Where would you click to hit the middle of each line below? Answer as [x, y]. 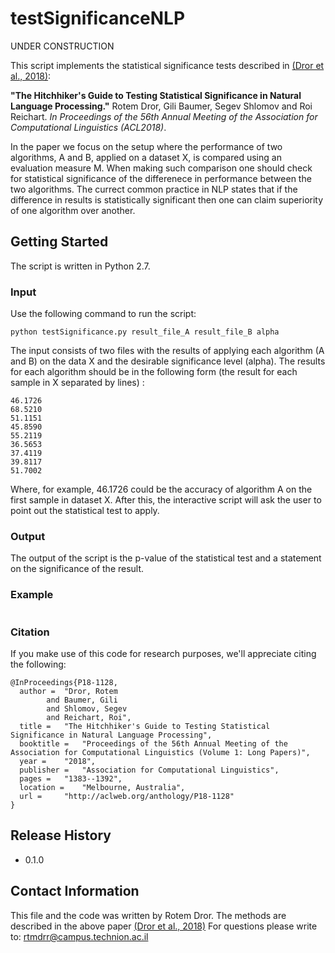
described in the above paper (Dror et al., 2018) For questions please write [164, 926]
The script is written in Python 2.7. [80, 266]
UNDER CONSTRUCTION [62, 46]
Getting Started [59, 242]
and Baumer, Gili [82, 700]
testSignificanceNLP [98, 18]
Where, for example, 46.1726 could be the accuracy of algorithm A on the [161, 489]
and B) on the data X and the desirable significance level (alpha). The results [168, 361]
